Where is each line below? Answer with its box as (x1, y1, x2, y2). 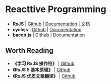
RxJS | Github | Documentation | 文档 (12, 21, 90, 27)
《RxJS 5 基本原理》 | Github (12, 66, 71, 72)
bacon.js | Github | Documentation (12, 32, 85, 38)
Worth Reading (5, 46, 54, 55)
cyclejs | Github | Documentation (12, 26, 82, 32)
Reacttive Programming (5, 4, 106, 15)
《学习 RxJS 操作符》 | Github (12, 60, 75, 66)
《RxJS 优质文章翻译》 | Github (12, 73, 76, 79)
